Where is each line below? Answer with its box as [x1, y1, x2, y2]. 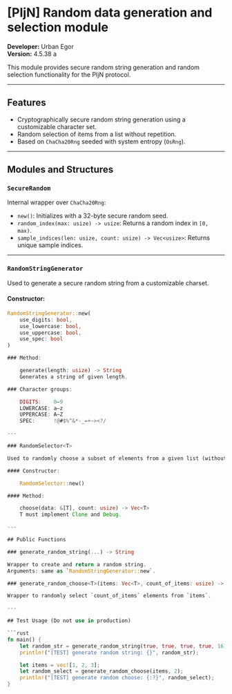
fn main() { [7, 636, 41, 643]
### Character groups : [7, 385, 72, 393]
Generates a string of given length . [19, 373, 128, 380]
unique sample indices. [17, 241, 84, 249]
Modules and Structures [7, 164, 114, 175]
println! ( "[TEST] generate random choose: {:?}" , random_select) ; [19, 675, 215, 682]
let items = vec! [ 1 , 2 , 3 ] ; [19, 662, 100, 668]
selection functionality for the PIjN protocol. [7, 70, 131, 79]
